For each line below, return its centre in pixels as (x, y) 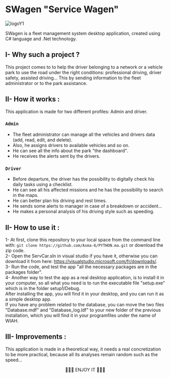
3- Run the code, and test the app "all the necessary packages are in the (81, 267)
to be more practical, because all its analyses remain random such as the (82, 354)
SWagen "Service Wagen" (62, 9)
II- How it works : (32, 99)
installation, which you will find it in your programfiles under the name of (81, 315)
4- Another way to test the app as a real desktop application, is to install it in (85, 277)
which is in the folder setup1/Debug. (43, 288)
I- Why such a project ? (43, 55)
